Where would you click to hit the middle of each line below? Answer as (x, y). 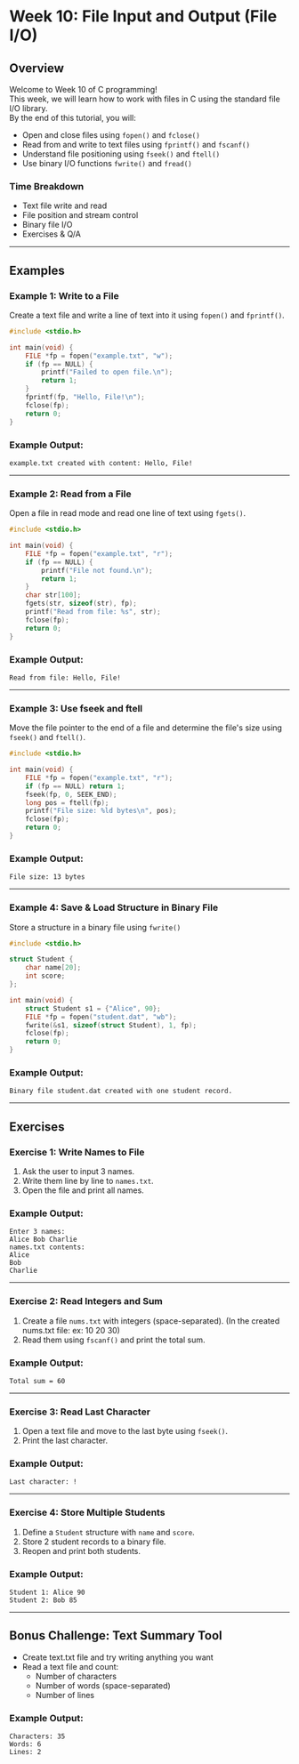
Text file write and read (65, 205)
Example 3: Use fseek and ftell (76, 708)
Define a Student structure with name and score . (109, 1532)
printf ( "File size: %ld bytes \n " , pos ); (101, 811)
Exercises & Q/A (52, 234)
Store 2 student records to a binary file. (94, 1542)
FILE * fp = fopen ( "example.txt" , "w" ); (99, 356)
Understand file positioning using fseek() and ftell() (121, 154)
